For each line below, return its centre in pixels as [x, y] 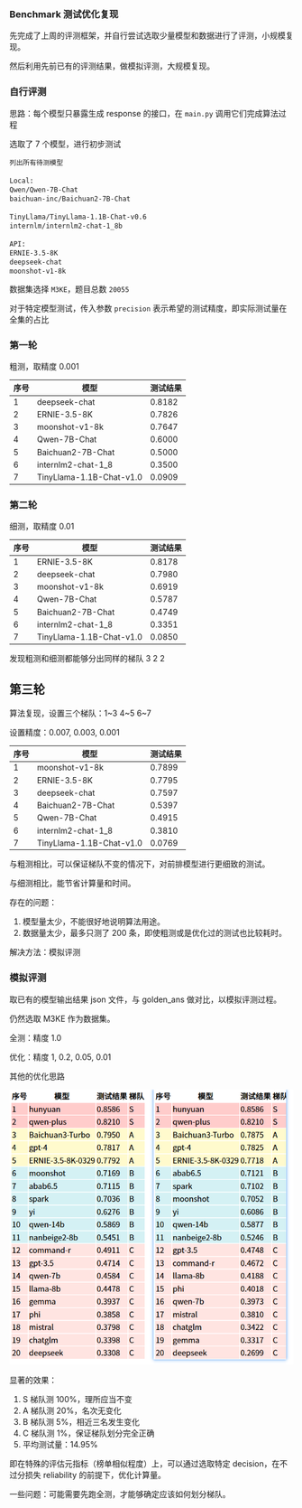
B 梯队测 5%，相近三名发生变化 [81, 1421]
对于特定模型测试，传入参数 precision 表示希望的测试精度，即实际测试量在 [148, 308]
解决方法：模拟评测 [45, 952]
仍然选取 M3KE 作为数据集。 [62, 1018]
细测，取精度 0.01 [42, 526]
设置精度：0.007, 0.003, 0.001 [64, 732]
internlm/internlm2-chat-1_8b [66, 226]
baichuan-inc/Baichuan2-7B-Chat [70, 199]
